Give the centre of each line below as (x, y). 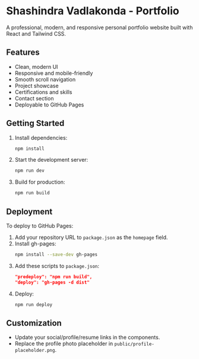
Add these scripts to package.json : (57, 266)
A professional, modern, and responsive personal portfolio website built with (99, 27)
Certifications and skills (43, 92)
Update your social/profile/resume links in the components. (87, 338)
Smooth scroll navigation (45, 79)
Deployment (29, 211)
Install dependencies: (41, 137)
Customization (34, 323)
